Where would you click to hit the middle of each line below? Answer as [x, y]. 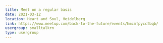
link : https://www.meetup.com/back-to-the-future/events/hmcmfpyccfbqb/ [82, 23]
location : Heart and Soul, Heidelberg [45, 19]
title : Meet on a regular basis [38, 10]
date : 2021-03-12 [23, 14]
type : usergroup [22, 33]
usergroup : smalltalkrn [30, 28]
